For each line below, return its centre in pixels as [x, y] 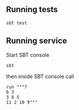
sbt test [17, 23]
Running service [37, 41]
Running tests [32, 10]
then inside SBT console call [40, 76]
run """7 [17, 87]
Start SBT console [28, 55]
